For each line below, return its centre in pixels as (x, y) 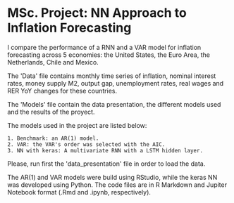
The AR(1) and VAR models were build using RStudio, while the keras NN (112, 177)
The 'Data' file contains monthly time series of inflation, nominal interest (112, 76)
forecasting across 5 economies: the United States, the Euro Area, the (109, 55)
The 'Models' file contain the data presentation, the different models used (114, 104)
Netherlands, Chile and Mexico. (53, 62)
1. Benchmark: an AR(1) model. (53, 138)
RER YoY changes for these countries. (62, 91)
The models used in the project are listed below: (77, 125)
